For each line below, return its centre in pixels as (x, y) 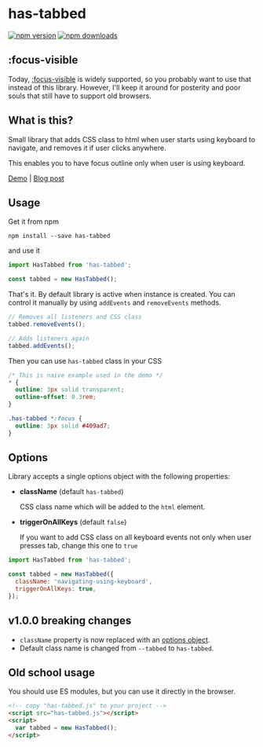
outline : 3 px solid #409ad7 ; (63, 426)
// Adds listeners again (49, 339)
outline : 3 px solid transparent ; (70, 390)
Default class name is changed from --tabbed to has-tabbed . (117, 648)
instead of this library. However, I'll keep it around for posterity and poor (124, 87)
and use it (24, 251)
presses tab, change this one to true (79, 546)
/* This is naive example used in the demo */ (86, 375)
